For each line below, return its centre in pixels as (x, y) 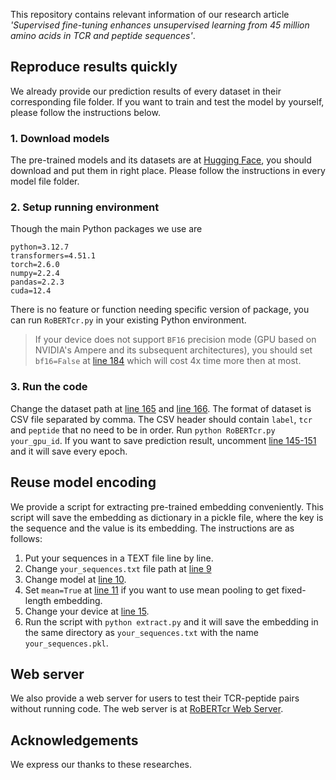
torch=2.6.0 (35, 265)
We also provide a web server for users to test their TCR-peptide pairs (155, 698)
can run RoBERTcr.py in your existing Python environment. (128, 320)
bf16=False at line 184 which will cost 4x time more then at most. (168, 361)
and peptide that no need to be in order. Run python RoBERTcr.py (143, 430)
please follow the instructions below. (85, 112)
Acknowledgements (74, 740)
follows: (26, 538)
